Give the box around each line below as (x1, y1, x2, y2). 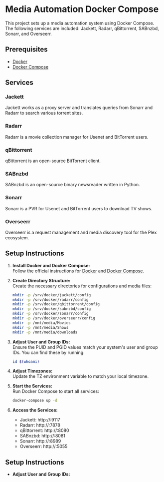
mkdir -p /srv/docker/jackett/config (12, 292, 91, 297)
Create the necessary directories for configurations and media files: (12, 283, 152, 289)
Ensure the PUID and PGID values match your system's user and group (12, 344, 158, 350)
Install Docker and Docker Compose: (12, 262, 90, 268)
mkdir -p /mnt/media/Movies (12, 320, 71, 325)
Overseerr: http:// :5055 (19, 443, 68, 449)
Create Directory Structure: (12, 277, 71, 283)
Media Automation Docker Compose (5, 4, 159, 15)
